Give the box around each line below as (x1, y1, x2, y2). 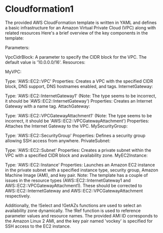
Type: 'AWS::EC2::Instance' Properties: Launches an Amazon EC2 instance (5, 162, 155, 168)
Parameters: (5, 44, 30, 50)
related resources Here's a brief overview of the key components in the (5, 30, 148, 36)
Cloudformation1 (5, 3, 74, 15)
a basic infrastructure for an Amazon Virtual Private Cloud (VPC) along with (5, 24, 156, 30)
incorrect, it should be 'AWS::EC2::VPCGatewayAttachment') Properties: (5, 118, 149, 124)
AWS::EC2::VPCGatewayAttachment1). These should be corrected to (5, 182, 143, 189)
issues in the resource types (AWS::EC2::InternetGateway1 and (5, 177, 131, 183)
